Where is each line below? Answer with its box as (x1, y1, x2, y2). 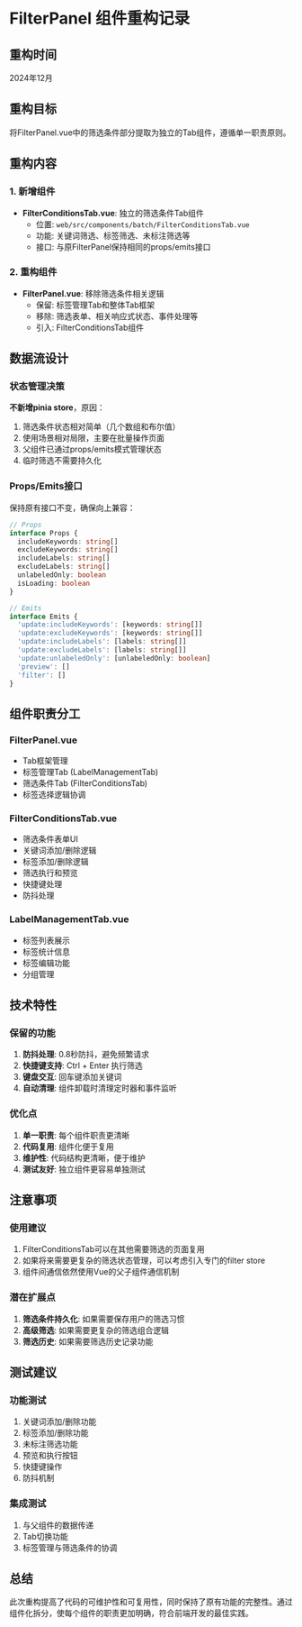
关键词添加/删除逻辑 (22, 845, 97, 856)
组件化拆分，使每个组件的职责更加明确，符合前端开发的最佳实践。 (9, 1608, 253, 1619)
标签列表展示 (22, 935, 70, 946)
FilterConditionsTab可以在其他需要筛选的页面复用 (22, 1244, 205, 1255)
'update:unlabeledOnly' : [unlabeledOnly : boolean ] (17, 654, 211, 663)
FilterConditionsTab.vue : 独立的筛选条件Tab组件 (22, 207, 204, 218)
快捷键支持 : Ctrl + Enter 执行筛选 (22, 1060, 144, 1071)
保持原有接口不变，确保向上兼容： (9, 502, 136, 513)
